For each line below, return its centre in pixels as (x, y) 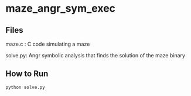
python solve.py (25, 87)
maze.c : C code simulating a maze (48, 44)
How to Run (27, 74)
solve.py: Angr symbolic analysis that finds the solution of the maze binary (95, 55)
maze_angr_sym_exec (60, 8)
